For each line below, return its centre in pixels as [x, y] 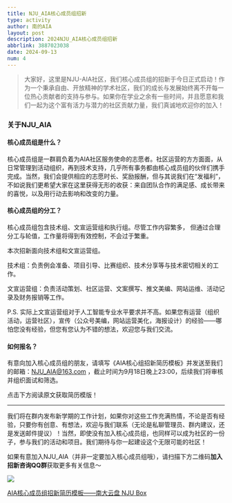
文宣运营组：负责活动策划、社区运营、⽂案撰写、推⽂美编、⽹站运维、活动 [113, 289]
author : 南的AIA [29, 26]
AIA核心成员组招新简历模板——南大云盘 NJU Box [77, 493]
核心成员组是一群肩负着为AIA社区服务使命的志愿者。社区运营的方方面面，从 [115, 159]
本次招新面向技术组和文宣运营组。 [56, 251]
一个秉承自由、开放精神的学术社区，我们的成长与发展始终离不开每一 [127, 88]
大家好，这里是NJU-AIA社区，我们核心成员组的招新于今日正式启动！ [121, 79]
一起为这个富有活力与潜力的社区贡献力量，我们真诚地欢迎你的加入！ [127, 105]
